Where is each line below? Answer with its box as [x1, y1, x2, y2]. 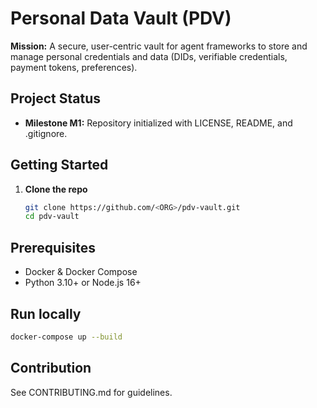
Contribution [10, 360, 92, 377]
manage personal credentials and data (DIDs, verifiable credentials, [10, 50, 288, 62]
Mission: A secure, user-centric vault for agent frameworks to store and [10, 40, 308, 52]
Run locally [10, 305, 82, 322]
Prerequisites [10, 239, 96, 256]
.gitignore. [24, 127, 68, 139]
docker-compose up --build [10, 332, 123, 342]
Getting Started [10, 157, 109, 174]
